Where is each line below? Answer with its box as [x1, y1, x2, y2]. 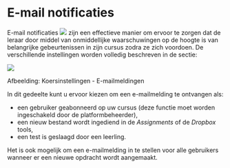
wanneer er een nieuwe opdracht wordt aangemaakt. [7, 153, 158, 161]
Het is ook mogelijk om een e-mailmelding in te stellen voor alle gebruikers [7, 146, 219, 154]
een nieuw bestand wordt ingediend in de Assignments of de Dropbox [17, 118, 216, 126]
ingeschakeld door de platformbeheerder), [17, 110, 138, 118]
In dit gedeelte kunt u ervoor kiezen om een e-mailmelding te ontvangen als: [7, 90, 224, 98]
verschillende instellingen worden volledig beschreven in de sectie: [7, 50, 198, 59]
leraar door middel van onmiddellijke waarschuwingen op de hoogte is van [7, 36, 219, 44]
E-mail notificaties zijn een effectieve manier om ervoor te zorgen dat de [7, 28, 221, 36]
